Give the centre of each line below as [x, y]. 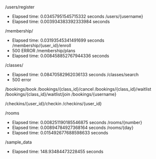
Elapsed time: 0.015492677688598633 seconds [60, 133]
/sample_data [19, 142]
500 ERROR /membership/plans [44, 51]
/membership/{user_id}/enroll [41, 45]
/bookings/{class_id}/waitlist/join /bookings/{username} [61, 94]
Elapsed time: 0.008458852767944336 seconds [61, 56]
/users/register [20, 7]
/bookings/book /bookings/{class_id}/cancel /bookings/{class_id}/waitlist [78, 89]
